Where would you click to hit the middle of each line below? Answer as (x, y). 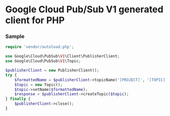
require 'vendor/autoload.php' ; (40, 47)
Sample (15, 36)
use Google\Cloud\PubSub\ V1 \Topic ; (43, 61)
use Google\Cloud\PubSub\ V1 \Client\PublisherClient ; (63, 56)
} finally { (18, 99)
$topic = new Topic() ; (39, 85)
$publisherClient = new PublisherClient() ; (52, 70)
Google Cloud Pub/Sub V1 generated (84, 9)
